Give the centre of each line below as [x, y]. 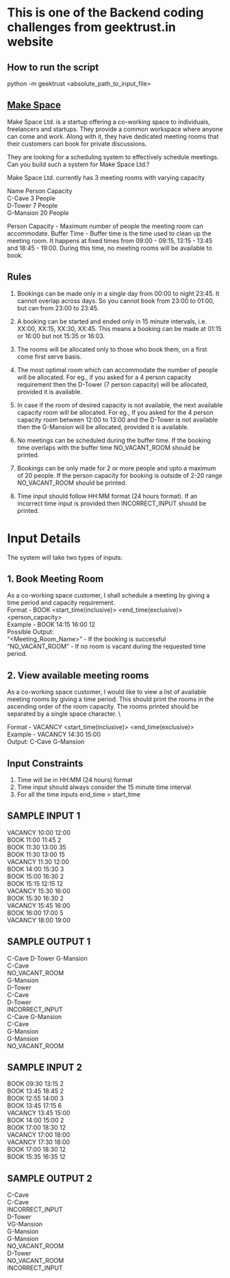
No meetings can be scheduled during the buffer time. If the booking [114, 440]
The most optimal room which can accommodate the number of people [117, 369]
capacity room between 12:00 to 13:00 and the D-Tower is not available [117, 420]
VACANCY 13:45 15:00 [39, 1113]
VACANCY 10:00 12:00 [39, 832]
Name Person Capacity [40, 191]
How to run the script [53, 67]
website [30, 42]
